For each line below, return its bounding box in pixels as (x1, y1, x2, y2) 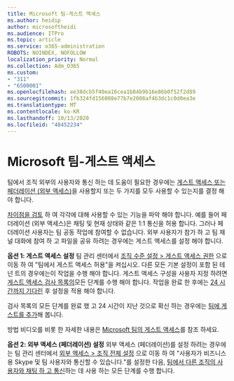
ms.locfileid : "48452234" (7, 121, 83, 128)
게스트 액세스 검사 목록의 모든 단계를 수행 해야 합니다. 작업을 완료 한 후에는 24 (7, 278, 219, 286)
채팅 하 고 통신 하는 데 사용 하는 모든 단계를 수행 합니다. (25, 366, 175, 375)
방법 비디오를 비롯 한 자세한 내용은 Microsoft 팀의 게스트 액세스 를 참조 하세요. (7, 326, 219, 334)
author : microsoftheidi (7, 23, 77, 30)
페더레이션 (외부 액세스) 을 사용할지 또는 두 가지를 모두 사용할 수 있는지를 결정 (7, 187, 217, 195)
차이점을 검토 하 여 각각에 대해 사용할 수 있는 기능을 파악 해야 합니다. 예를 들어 (7, 210, 220, 219)
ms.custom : (7, 69, 39, 76)
